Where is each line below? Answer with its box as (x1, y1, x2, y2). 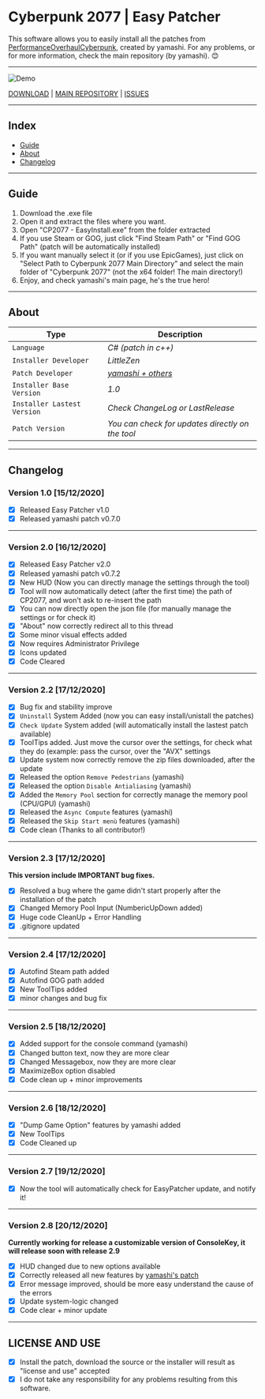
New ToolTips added (19, 984, 88, 995)
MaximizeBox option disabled (19, 1066, 116, 1075)
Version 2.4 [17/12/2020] (8, 949, 106, 960)
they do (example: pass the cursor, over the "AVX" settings (19, 747, 211, 756)
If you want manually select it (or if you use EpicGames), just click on (19, 250, 244, 260)
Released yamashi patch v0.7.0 (19, 514, 121, 524)
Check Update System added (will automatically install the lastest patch (19, 720, 248, 730)
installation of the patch (19, 895, 97, 904)
